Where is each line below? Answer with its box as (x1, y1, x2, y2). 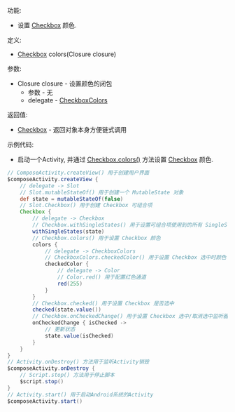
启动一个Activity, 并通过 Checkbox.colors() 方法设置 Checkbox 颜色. (17, 155, 213, 164)
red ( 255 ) (57, 280, 83, 287)
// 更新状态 (44, 326, 76, 333)
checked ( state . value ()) (32, 306, 101, 314)
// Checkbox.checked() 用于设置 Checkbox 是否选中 (32, 300, 175, 307)
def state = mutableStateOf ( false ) (20, 195, 124, 202)
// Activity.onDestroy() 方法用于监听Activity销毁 (7, 359, 150, 366)
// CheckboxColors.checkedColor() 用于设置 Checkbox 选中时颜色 (44, 254, 227, 261)
